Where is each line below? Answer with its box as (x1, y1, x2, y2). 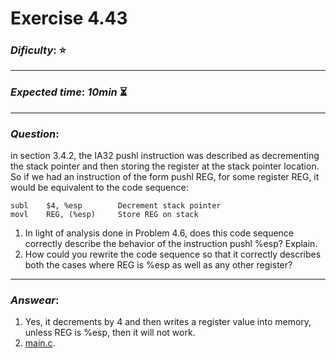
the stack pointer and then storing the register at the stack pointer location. (10, 160, 320, 172)
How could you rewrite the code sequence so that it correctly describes (24, 248, 322, 261)
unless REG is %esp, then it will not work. (24, 327, 196, 339)
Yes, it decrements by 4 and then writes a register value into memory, (24, 316, 312, 328)
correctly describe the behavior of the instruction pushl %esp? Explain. (24, 238, 318, 250)
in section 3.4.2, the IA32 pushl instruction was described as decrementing (10, 150, 320, 162)
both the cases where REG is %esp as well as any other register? (24, 259, 293, 271)
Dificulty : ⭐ (10, 43, 67, 57)
